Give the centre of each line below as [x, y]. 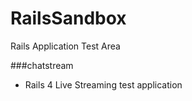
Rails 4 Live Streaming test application [103, 84]
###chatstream [42, 65]
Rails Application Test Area [65, 46]
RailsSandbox [68, 18]
